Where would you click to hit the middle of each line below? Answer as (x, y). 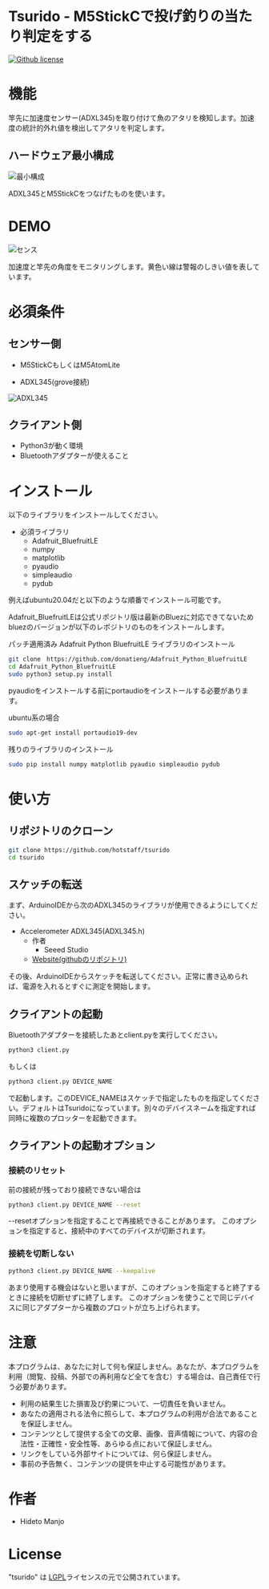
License (35, 1554)
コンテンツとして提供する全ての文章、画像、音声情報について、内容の (135, 1433)
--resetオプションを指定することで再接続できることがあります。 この (122, 1221)
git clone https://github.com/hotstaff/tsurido (89, 850)
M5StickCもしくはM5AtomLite (70, 365)
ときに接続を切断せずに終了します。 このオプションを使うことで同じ (121, 1297)
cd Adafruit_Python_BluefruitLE (62, 667)
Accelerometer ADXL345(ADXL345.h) (82, 932)
